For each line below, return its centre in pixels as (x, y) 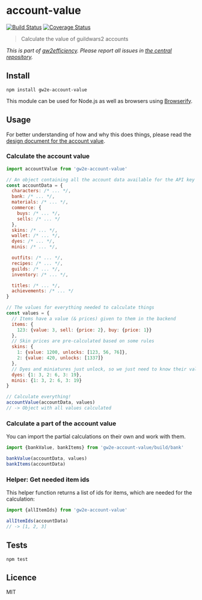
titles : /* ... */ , (36, 286)
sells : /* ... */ (39, 219)
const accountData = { (35, 185)
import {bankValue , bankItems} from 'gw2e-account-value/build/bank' (95, 448)
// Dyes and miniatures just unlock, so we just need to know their (99, 369)
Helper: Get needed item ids (48, 480)
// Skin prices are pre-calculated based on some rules (83, 341)
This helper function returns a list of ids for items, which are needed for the (99, 493)
